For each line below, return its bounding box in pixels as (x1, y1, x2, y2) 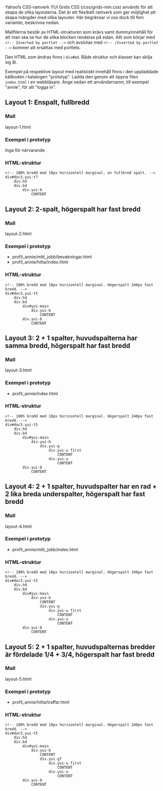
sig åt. (5, 59, 18, 65)
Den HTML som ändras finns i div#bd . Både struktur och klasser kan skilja (5, 54, 152, 60)
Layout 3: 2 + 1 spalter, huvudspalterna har (5, 334, 138, 342)
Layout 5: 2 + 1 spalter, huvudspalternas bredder (5, 643, 156, 651)
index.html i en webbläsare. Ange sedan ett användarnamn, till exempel (5, 79, 149, 85)
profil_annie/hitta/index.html (12, 259, 69, 265)
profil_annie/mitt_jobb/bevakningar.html (12, 254, 92, 260)
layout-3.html (5, 367, 32, 373)
